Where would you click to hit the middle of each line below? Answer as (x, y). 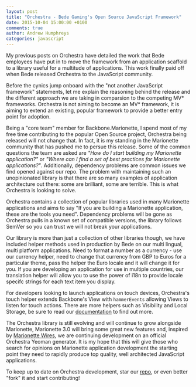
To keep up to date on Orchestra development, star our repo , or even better (97, 372)
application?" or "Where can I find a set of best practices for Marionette (93, 159)
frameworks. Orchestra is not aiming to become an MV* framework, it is (93, 104)
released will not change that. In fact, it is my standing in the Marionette (92, 140)
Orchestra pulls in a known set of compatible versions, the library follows (94, 220)
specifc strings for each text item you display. (61, 281)
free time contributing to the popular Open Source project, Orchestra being (97, 134)
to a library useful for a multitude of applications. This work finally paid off (95, 68)
